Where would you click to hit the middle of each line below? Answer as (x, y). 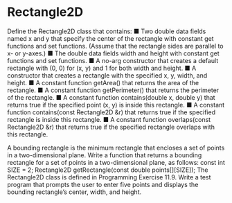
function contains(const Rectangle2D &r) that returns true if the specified (111, 112)
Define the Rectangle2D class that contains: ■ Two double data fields (107, 31)
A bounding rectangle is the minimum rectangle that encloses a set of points (116, 148)
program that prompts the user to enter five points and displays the (103, 184)
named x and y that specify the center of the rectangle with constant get (110, 38)
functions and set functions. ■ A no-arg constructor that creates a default (113, 60)
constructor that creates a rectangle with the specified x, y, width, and (107, 75)
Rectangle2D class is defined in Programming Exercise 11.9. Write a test (109, 177)
